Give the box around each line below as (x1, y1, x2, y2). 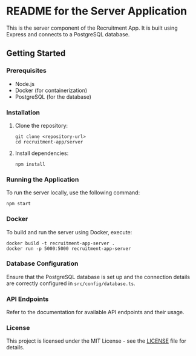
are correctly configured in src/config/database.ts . (6, 280, 136, 287)
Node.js (15, 80, 35, 87)
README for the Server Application (6, 4, 188, 18)
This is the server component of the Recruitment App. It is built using (6, 24, 178, 31)
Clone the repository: (15, 122, 68, 129)
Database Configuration (6, 259, 79, 268)
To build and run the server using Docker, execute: (6, 228, 132, 236)
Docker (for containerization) (15, 87, 88, 94)
